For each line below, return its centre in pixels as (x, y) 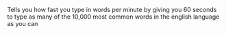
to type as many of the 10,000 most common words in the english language (113, 17)
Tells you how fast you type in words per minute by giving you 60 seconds (112, 10)
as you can (23, 24)
